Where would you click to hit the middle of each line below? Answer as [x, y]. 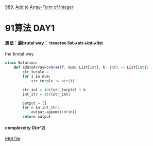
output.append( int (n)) [54, 112]
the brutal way [19, 54]
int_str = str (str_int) [46, 94]
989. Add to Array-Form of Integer [39, 7]
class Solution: [21, 63]
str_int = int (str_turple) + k [54, 90]
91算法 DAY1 [30, 28]
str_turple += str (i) [53, 81]
